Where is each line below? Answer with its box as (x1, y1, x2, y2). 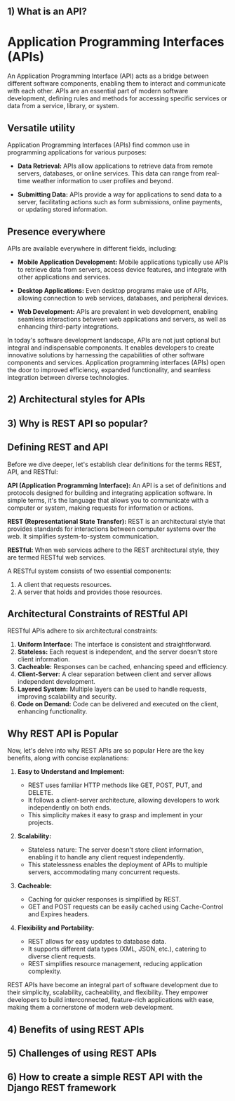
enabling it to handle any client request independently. (27, 853, 185, 862)
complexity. (27, 967, 62, 975)
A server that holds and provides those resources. (17, 588, 163, 596)
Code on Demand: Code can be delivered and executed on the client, (17, 700, 219, 708)
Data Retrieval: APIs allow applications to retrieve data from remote (17, 161, 213, 171)
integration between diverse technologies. (7, 373, 130, 381)
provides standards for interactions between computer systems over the (7, 525, 216, 533)
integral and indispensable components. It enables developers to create (7, 343, 215, 352)
